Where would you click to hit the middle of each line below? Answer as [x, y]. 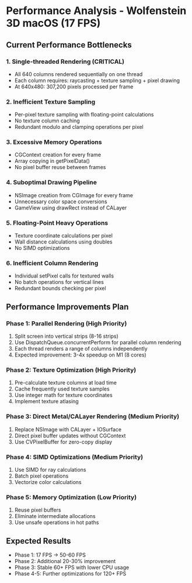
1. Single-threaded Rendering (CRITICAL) [65, 61]
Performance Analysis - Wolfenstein [96, 11]
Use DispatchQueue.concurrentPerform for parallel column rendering [98, 342]
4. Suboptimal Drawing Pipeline [52, 183]
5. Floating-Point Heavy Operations [57, 222]
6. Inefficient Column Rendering [52, 263]
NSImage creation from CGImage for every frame [74, 195]
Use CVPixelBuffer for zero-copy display [63, 442]
